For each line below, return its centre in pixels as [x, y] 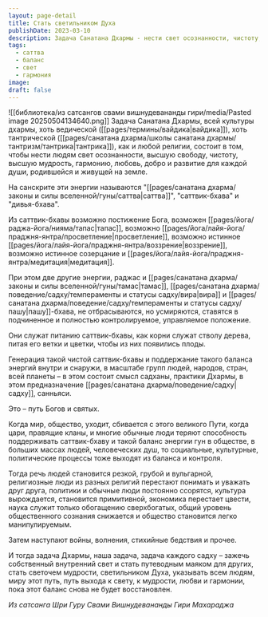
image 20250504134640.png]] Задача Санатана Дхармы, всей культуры [131, 121]
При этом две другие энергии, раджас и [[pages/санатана [108, 278]
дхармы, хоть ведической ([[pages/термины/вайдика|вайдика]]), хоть [128, 129]
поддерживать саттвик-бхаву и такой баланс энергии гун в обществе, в [132, 441]
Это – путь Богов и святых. [54, 409]
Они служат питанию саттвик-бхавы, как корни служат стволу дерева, [130, 335]
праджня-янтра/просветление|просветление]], [89, 237]
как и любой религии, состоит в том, [181, 146]
